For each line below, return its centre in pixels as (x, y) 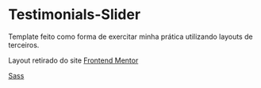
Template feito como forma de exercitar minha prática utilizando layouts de (130, 36)
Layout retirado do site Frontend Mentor (73, 60)
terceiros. (24, 44)
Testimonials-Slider (75, 15)
